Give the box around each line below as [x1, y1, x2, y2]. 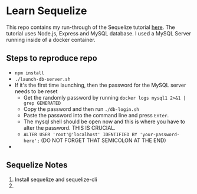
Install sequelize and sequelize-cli [14, 176, 97, 183]
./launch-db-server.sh [14, 76, 71, 82]
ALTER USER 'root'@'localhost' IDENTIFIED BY [23, 131, 137, 137]
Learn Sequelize [6, 4, 87, 18]
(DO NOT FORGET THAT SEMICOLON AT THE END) [41, 137, 166, 144]
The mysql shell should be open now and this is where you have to [23, 118, 186, 125]
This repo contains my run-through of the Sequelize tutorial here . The [6, 24, 175, 31]
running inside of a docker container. [6, 36, 96, 43]
